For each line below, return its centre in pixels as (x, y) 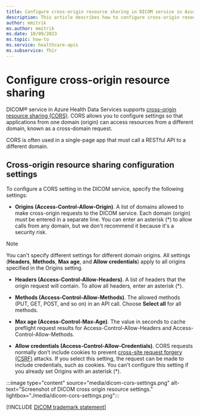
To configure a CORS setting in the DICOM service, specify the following (95, 189)
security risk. (31, 232)
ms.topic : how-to (28, 39)
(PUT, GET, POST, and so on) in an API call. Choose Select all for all (98, 303)
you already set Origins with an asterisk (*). (68, 371)
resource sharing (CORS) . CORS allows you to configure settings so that (95, 115)
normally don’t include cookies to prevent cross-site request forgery (99, 352)
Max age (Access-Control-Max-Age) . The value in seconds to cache (100, 321)
